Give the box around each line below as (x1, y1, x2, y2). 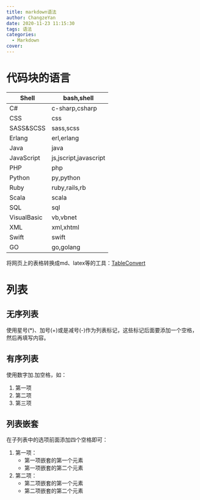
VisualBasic (9, 213, 43, 222)
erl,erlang (51, 134, 79, 142)
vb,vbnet (51, 213, 77, 222)
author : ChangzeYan (6, 15, 56, 21)
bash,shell (63, 93, 94, 102)
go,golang (51, 242, 80, 251)
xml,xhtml (51, 223, 79, 231)
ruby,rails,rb (51, 183, 87, 192)
